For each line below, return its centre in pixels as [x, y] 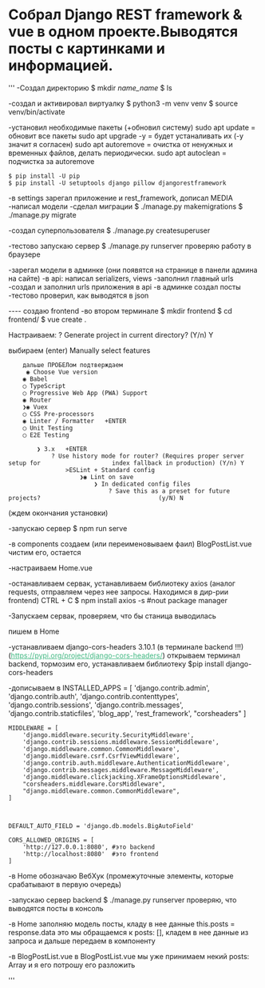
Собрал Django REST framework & [125, 15]
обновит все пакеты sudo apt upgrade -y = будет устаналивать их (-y [126, 136]
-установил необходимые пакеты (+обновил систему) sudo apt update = [132, 127]
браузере [25, 254]
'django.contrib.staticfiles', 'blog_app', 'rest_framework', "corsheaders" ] [127, 713]
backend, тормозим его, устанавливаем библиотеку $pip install [116, 664]
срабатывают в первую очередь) [65, 884]
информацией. [61, 66]
